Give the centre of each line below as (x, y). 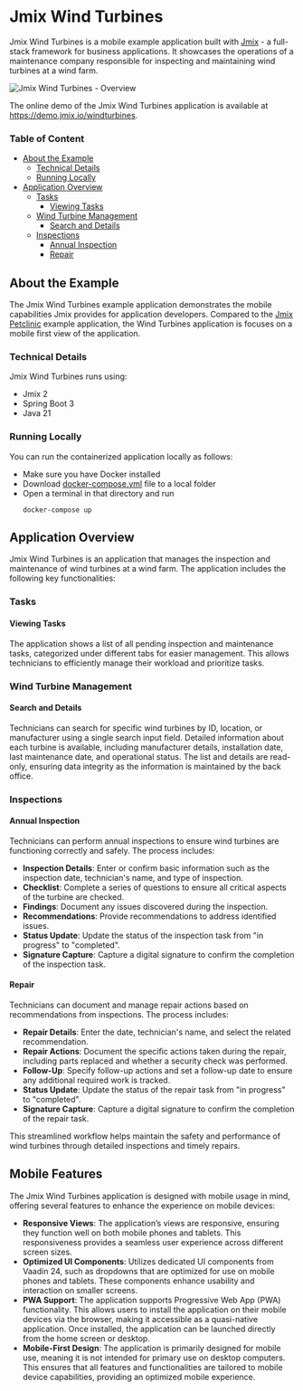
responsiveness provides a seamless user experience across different (153, 1242)
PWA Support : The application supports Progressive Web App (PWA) (151, 1300)
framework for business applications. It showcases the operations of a (162, 51)
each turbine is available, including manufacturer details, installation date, (146, 747)
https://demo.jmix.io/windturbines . (74, 115)
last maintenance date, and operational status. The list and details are (139, 756)
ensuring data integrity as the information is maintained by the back (156, 766)
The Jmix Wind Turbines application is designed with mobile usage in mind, (150, 1196)
